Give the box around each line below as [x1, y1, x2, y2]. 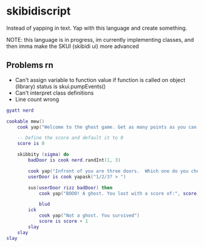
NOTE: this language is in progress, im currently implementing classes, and [6, 36, 194, 43]
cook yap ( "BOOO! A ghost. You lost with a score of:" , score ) [38, 190, 200, 197]
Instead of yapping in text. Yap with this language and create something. [6, 24, 188, 32]
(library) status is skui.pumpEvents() [15, 83, 106, 90]
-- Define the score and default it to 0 [17, 135, 123, 141]
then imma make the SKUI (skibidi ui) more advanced [6, 42, 140, 50]
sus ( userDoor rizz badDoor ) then [28, 184, 113, 191]
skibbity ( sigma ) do [17, 152, 69, 158]
